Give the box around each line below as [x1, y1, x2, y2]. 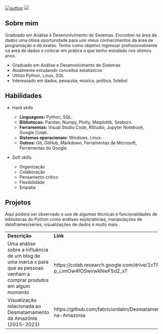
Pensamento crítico [19, 174, 58, 180]
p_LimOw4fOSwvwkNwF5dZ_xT [54, 267, 128, 274]
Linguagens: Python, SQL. [19, 114, 73, 120]
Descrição [7, 233, 32, 239]
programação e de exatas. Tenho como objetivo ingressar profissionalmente [5, 42, 158, 48]
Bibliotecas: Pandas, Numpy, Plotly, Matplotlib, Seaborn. [19, 119, 133, 125]
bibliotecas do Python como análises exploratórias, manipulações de [5, 217, 143, 222]
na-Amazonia [54, 312, 86, 319]
